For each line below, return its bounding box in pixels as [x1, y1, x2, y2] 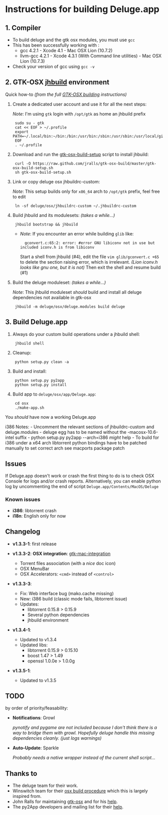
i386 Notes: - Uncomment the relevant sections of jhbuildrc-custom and [5, 423, 154, 430]
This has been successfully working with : [12, 42, 99, 48]
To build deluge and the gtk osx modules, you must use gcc [12, 37, 135, 43]
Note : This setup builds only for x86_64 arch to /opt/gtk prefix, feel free [12, 188, 160, 194]
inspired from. [12, 793, 42, 799]
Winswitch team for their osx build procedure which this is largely [12, 788, 148, 794]
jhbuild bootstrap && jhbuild [15, 222, 78, 227]
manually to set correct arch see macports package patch [5, 445, 125, 451]
